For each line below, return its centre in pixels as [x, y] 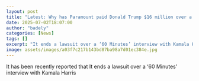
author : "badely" [28, 28]
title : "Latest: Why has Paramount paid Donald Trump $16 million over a [99, 17]
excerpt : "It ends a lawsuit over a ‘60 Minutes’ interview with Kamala [98, 45]
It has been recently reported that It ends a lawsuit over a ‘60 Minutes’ [92, 66]
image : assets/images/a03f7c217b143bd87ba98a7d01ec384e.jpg [82, 50]
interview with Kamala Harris [41, 72]
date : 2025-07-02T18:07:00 [39, 22]
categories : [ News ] [30, 33]
